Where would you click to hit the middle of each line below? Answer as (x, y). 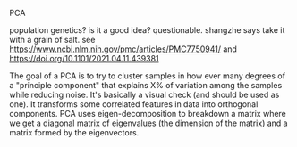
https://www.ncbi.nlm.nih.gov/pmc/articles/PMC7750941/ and (123, 49)
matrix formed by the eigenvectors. (74, 132)
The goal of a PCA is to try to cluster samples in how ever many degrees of (148, 76)
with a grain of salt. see (52, 40)
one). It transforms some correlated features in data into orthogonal (134, 104)
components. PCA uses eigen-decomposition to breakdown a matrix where (148, 114)
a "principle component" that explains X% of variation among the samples (146, 85)
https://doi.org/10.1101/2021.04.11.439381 (84, 58)
